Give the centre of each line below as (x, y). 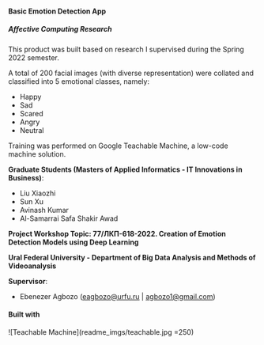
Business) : (26, 177)
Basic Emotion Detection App (57, 11)
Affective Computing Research (60, 29)
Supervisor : (28, 281)
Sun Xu (32, 201)
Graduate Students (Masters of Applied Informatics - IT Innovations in (125, 169)
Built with (24, 315)
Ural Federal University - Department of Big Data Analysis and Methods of (132, 257)
